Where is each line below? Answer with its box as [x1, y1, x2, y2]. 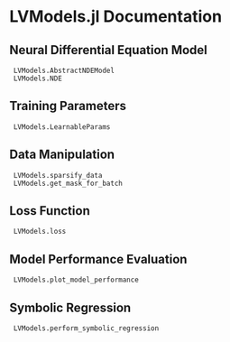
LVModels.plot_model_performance [13, 275, 140, 285]
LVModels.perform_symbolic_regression [13, 324, 160, 333]
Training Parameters [9, 98, 127, 114]
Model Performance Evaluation [9, 251, 188, 267]
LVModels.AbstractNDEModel [13, 66, 115, 75]
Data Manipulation [9, 147, 115, 162]
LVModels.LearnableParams [13, 122, 111, 132]
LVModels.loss [13, 227, 67, 236]
